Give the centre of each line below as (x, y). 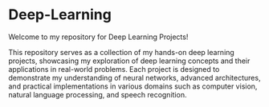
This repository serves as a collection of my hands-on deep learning (121, 52)
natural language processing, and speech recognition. (98, 94)
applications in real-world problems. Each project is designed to (114, 69)
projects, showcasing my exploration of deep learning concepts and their (129, 61)
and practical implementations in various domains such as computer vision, (133, 86)
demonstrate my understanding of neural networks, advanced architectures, (134, 77)
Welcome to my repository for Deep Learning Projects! (98, 37)
